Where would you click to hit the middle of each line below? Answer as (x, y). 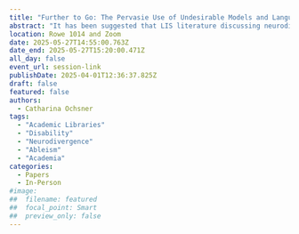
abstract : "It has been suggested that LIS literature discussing (135, 26)
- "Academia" (41, 158)
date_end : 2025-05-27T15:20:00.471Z (77, 51)
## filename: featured (53, 200)
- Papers (33, 174)
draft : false (33, 84)
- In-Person (40, 183)
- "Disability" (45, 133)
